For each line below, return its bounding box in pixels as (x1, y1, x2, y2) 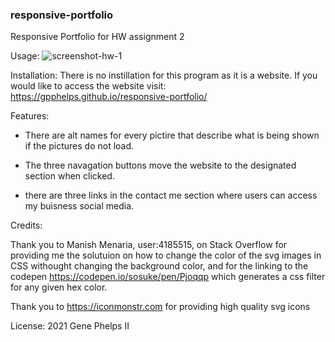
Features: (10, 110, 50, 122)
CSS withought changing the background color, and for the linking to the (10, 260, 309, 272)
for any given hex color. (10, 281, 108, 293)
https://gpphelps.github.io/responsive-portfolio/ (10, 91, 208, 103)
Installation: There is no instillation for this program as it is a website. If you (10, 69, 318, 82)
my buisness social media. (24, 200, 135, 212)
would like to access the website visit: (10, 80, 167, 92)
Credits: (10, 219, 43, 232)
